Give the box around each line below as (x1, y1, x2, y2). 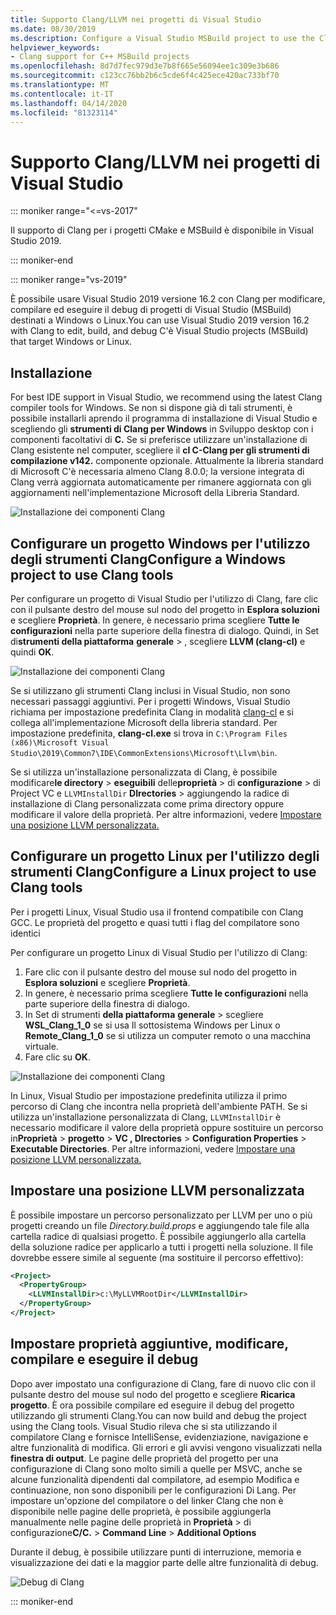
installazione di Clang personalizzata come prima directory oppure (10, 797, 285, 810)
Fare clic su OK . (24, 1051, 91, 1063)
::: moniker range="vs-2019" (10, 274, 128, 286)
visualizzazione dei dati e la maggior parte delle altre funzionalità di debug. (10, 1556, 319, 1568)
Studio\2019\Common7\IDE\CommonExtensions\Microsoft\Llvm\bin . (10, 746, 278, 758)
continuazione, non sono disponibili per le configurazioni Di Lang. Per (10, 1484, 297, 1496)
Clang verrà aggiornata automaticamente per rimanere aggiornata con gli (10, 476, 312, 488)
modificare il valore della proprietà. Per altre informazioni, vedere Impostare (10, 808, 322, 820)
